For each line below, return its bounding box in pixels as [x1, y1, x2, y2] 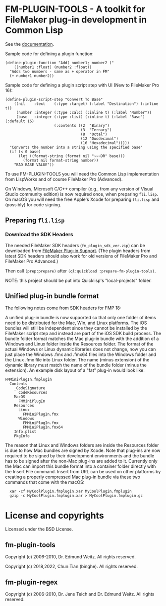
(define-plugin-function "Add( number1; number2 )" [5, 60, 114, 65]
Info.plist [14, 429, 37, 434]
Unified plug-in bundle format [5, 292, 99, 300]
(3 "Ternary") [80, 127, 112, 132]
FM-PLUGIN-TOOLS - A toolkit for [5, 3, 146, 15]
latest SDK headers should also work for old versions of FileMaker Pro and [5, 253, 157, 259]
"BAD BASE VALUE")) [14, 162, 55, 167]
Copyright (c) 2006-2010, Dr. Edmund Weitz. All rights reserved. [5, 554, 136, 560]
